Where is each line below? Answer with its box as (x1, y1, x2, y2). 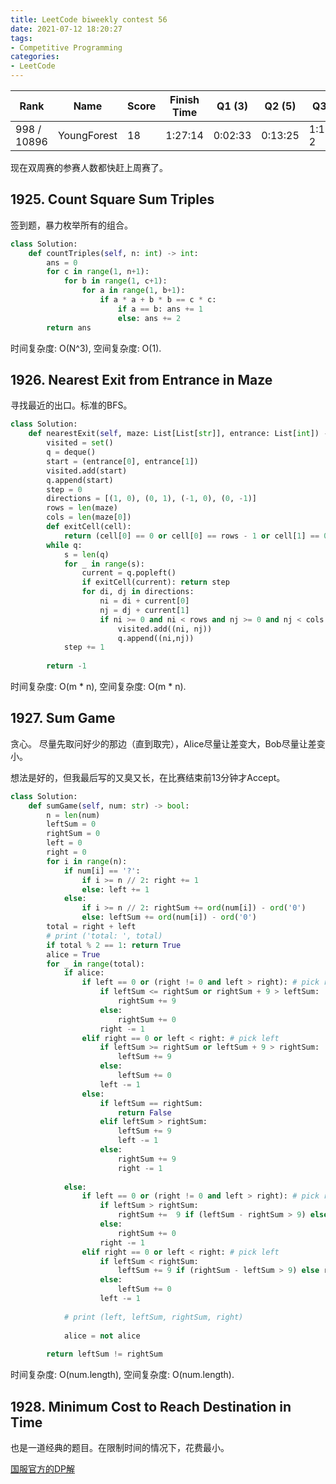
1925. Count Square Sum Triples (10, 191, 215, 208)
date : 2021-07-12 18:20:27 (10, 24, 123, 34)
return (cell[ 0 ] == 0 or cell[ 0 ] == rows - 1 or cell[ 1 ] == (63, 531, 320, 541)
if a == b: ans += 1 (117, 304, 203, 314)
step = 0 (46, 484, 83, 495)
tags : (10, 33, 33, 43)
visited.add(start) (46, 466, 128, 476)
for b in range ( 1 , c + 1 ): (63, 276, 168, 286)
